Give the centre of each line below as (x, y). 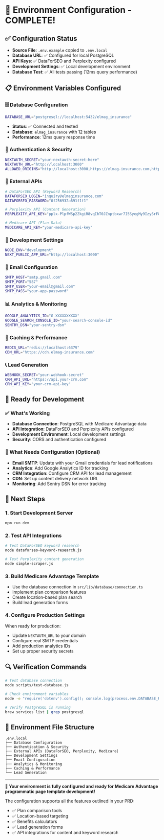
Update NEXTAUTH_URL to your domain (49, 635)
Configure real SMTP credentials (45, 640)
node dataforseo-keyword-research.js (43, 550)
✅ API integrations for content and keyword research (65, 833)
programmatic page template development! (50, 792)
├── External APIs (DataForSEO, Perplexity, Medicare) (62, 751)
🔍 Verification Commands (46, 667)
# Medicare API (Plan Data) (34, 223)
